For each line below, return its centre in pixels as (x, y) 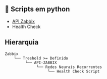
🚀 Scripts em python (37, 9)
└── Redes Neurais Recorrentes (69, 67)
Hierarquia (22, 42)
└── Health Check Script (74, 71)
